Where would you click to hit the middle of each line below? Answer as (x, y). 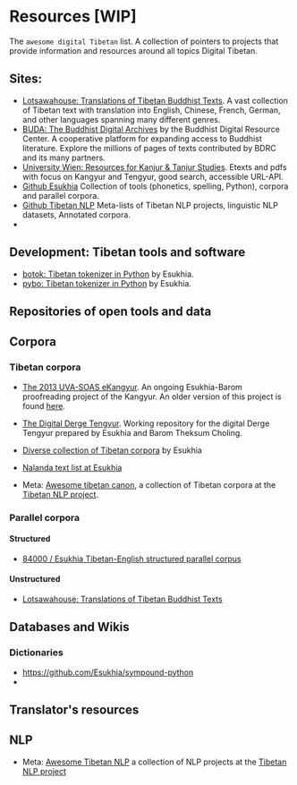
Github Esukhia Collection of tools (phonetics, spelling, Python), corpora (155, 186)
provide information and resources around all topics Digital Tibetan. (133, 50)
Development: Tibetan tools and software (127, 252)
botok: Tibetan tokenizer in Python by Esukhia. (108, 274)
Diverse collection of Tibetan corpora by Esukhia (112, 450)
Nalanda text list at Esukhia (72, 467)
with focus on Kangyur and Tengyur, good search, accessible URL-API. (153, 176)
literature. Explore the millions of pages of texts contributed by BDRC (149, 148)
